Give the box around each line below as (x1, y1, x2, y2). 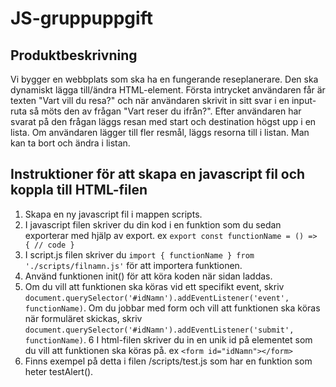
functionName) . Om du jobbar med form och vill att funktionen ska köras (24, 302, 321, 314)
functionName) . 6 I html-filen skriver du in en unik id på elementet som (24, 333, 313, 346)
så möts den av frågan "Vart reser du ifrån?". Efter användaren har (28, 105, 302, 117)
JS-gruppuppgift (10, 7, 153, 30)
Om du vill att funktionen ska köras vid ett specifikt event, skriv (24, 280, 285, 292)
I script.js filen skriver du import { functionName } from (24, 248, 255, 261)
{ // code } (24, 240, 75, 250)
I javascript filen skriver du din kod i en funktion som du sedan (24, 218, 282, 231)
